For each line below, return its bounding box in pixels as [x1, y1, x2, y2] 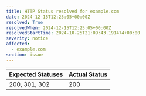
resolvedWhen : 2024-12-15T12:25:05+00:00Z [6, 24, 111, 31]
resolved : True [6, 19, 43, 25]
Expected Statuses [9, 70, 63, 79]
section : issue [6, 52, 43, 58]
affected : [6, 41, 30, 47]
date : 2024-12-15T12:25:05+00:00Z [6, 14, 91, 20]
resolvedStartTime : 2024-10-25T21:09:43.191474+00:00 [6, 30, 141, 36]
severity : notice [6, 35, 49, 41]
